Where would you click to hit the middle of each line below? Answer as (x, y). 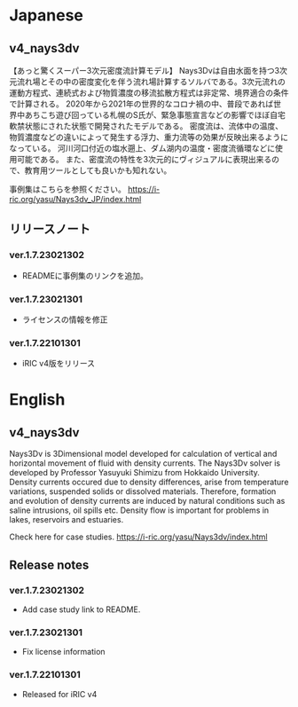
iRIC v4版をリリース (59, 364)
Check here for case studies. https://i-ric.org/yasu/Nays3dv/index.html (138, 537)
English (37, 400)
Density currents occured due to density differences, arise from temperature (149, 482)
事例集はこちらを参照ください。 (67, 189)
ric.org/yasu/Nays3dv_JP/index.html (75, 199)
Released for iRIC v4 (59, 694)
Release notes (49, 565)
